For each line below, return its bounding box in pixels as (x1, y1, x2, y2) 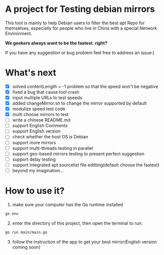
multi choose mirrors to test (12, 112, 69, 118)
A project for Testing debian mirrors (5, 3, 155, 15)
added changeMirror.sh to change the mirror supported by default (12, 100, 147, 106)
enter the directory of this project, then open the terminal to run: (12, 220, 143, 226)
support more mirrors (12, 139, 56, 145)
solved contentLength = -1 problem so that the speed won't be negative (12, 83, 159, 89)
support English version (12, 128, 61, 134)
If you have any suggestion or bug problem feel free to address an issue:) (5, 50, 155, 56)
